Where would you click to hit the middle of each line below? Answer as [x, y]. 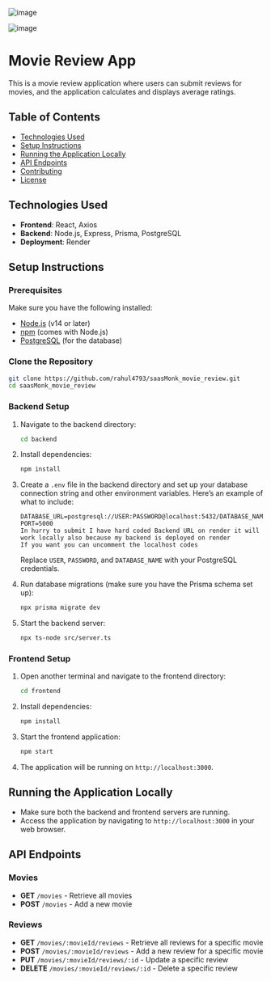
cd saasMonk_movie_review [52, 386]
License [33, 180]
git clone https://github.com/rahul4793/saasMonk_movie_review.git [125, 378]
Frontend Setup [40, 659]
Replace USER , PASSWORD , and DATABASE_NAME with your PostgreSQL [128, 560]
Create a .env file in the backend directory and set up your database [134, 484]
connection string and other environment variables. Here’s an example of [142, 493]
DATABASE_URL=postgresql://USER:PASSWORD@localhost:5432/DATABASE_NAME [143, 517]
